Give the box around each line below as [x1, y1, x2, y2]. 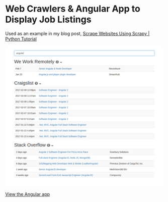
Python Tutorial [5, 36, 37, 42]
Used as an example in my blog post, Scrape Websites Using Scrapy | [5, 30, 150, 36]
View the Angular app [5, 191, 50, 197]
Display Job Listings [5, 14, 92, 25]
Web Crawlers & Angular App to [5, 3, 141, 15]
